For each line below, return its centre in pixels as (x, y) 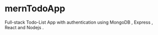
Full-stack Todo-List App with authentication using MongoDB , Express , (79, 22)
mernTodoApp (35, 9)
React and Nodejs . (24, 27)
